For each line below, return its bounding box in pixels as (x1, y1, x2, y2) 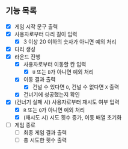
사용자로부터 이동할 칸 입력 (23, 61, 87, 68)
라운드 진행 (14, 53, 41, 60)
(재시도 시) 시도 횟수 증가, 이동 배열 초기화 (23, 113, 122, 121)
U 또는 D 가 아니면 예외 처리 (32, 68, 94, 75)
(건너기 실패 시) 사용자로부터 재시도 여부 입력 (14, 98, 120, 106)
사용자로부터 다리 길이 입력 (14, 30, 78, 37)
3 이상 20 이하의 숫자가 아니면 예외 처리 (23, 38, 117, 45)
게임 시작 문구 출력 (14, 23, 58, 30)
